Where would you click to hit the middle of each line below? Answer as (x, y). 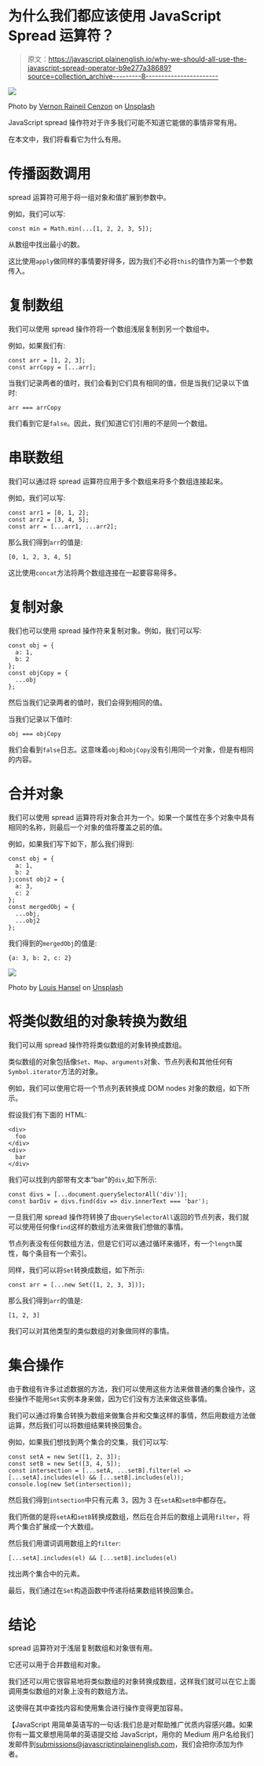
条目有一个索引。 (63, 1253)
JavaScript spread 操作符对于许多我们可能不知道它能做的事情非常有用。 (125, 122)
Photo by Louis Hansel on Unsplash (66, 987)
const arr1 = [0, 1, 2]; (49, 513)
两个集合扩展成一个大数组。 (53, 1526)
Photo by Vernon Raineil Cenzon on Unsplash (82, 106)
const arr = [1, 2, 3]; (47, 360)
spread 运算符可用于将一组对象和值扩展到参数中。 (89, 197)
